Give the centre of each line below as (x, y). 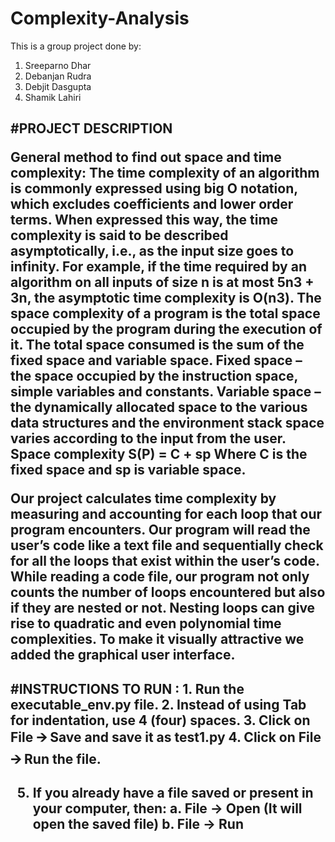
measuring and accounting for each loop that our (166, 514)
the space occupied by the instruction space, (154, 376)
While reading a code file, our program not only (160, 577)
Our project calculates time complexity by (143, 498)
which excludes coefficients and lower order (152, 204)
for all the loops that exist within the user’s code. (165, 561)
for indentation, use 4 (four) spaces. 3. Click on (160, 720)
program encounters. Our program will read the (160, 530)
